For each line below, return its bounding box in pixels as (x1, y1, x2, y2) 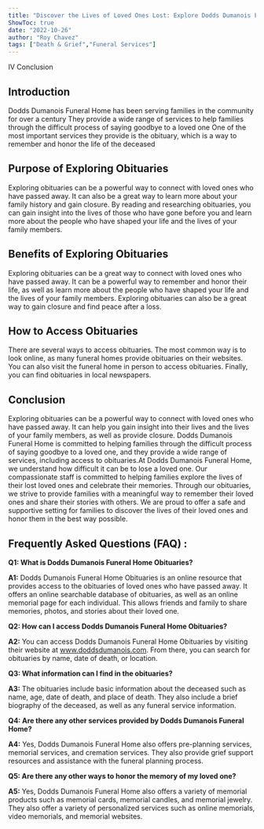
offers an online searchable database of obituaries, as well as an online (8, 590, 238, 599)
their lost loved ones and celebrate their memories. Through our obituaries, (8, 481, 251, 490)
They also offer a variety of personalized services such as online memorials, (8, 803, 255, 812)
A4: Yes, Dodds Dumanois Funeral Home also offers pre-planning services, (8, 739, 252, 749)
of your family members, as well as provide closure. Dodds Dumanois (8, 431, 233, 440)
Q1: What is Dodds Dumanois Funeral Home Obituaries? (8, 558, 193, 567)
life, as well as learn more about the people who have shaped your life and (8, 284, 249, 295)
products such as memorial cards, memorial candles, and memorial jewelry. (8, 795, 253, 804)
